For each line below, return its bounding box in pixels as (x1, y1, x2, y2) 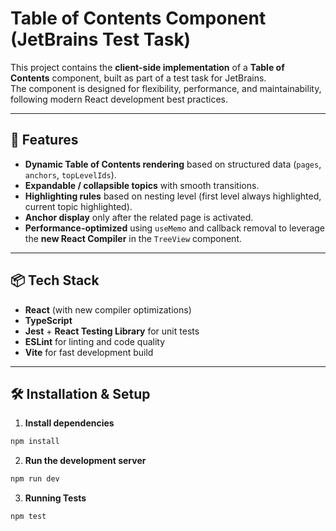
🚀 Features (10, 132, 79, 149)
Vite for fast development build (24, 346, 154, 358)
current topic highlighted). (24, 200, 133, 212)
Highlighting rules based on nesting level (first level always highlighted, (24, 190, 322, 202)
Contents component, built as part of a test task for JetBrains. (10, 72, 267, 84)
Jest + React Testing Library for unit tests (24, 325, 200, 337)
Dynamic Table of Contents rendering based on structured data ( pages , (24, 158, 322, 170)
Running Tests (24, 492, 87, 504)
